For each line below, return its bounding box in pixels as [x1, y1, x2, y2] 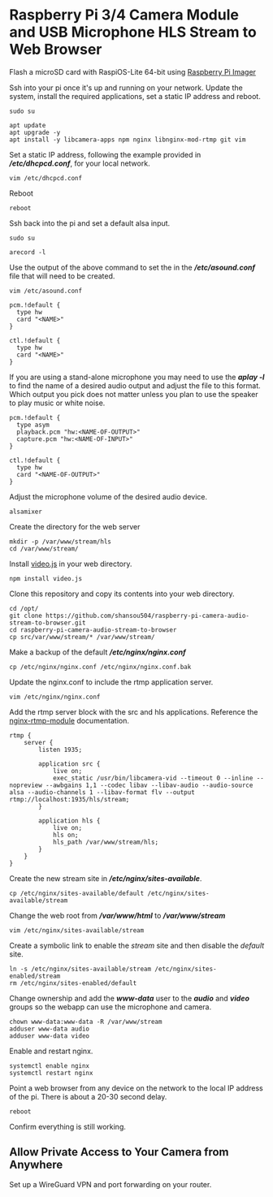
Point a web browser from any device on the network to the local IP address [9, 1082, 263, 1093]
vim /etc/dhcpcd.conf [9, 174, 83, 182]
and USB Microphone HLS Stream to [9, 23, 257, 41]
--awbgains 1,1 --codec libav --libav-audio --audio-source [45, 781, 253, 789]
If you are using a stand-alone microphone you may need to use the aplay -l [9, 372, 265, 382]
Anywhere [9, 1158, 63, 1172]
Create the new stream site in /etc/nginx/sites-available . [9, 873, 202, 883]
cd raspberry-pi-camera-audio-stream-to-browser [9, 625, 177, 634]
